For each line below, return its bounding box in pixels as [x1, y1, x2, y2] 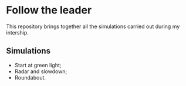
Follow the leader [6, 4, 92, 17]
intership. [6, 29, 29, 36]
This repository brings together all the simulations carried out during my [6, 23, 180, 30]
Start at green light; [14, 61, 62, 68]
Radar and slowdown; [14, 68, 67, 75]
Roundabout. [14, 74, 46, 81]
